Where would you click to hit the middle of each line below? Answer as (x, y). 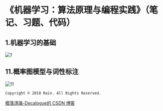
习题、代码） (49, 23)
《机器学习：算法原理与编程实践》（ (77, 10)
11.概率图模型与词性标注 (42, 72)
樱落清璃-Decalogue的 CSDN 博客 (40, 103)
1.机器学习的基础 (31, 43)
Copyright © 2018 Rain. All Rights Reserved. (53, 93)
